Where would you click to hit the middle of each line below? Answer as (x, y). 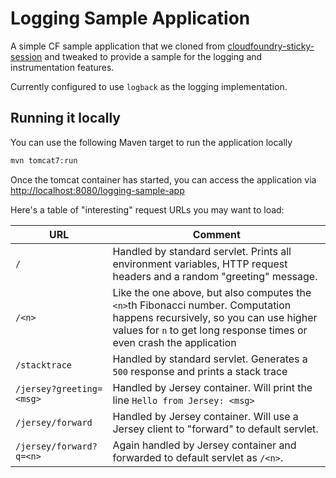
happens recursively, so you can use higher (215, 317)
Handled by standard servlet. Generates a (210, 359)
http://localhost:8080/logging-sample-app (97, 190)
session (26, 56)
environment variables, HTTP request (200, 264)
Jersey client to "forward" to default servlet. (215, 429)
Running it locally (65, 118)
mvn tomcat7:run (44, 160)
